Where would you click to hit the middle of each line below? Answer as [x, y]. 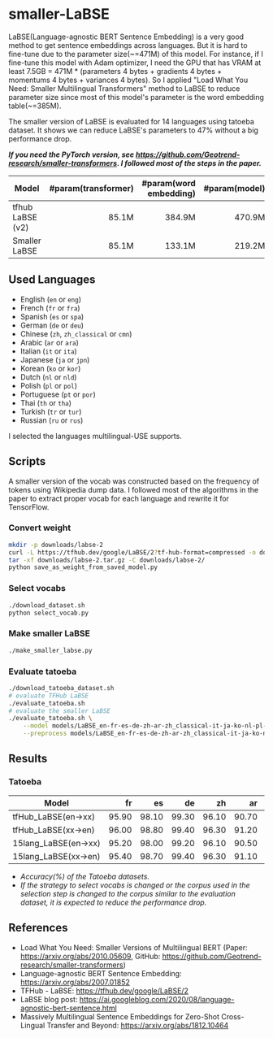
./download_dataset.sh [47, 605]
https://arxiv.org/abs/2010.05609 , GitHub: [90, 956]
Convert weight [40, 528]
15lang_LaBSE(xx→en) [56, 856]
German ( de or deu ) [52, 325]
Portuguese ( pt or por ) [58, 394]
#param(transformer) [91, 188]
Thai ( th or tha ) [45, 402]
